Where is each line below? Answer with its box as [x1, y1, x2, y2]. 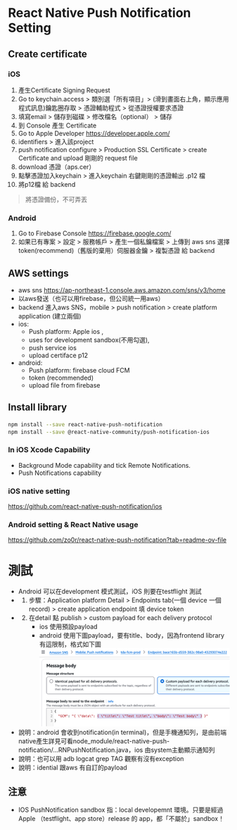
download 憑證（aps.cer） [18, 162, 96, 171]
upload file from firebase [28, 380, 101, 389]
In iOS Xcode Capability [8, 445, 91, 455]
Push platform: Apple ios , [28, 327, 104, 335]
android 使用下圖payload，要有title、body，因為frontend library [39, 631, 224, 640]
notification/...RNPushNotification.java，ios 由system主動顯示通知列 [18, 745, 215, 754]
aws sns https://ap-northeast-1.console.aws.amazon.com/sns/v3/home [18, 285, 226, 294]
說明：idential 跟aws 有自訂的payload [18, 763, 127, 772]
